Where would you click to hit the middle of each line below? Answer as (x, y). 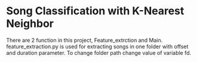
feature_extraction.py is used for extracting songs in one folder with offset (97, 46)
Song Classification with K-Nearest (95, 11)
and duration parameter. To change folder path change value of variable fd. (99, 52)
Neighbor (30, 24)
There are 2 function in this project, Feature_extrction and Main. (84, 40)
